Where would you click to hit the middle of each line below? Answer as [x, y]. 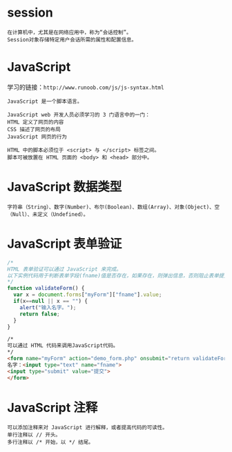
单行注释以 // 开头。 [34, 435]
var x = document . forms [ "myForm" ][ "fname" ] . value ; [88, 295]
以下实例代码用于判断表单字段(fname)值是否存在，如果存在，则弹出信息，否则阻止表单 [113, 275]
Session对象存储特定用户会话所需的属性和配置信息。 [72, 39]
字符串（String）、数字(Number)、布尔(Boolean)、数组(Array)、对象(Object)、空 [114, 207]
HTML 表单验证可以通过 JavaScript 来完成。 [65, 269]
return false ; [40, 314]
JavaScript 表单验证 [65, 244]
